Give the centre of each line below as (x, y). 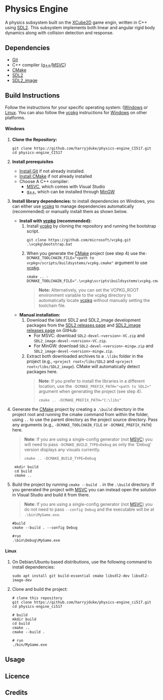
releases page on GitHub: (52, 330)
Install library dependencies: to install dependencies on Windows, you (83, 201)
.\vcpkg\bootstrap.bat (49, 244)
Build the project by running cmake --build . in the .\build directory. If (83, 484)
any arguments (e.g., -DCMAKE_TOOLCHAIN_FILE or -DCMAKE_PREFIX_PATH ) (82, 425)
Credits (16, 693)
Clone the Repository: (34, 139)
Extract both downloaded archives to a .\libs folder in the (85, 356)
